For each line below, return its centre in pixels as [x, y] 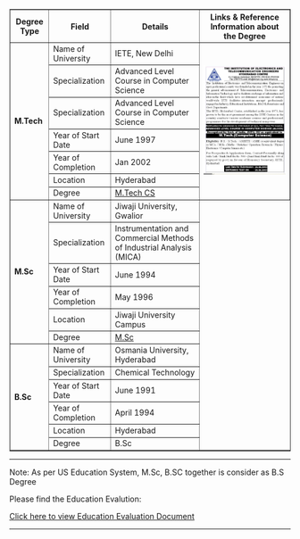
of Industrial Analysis [153, 247]
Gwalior [129, 215]
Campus [130, 324]
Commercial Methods [154, 237]
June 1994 [135, 274]
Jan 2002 [133, 162]
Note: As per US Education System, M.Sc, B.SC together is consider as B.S [146, 472]
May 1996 [134, 297]
